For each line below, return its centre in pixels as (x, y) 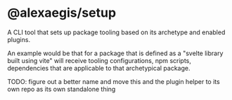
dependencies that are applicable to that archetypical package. (99, 68)
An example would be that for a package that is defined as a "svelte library (115, 53)
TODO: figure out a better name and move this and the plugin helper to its (114, 81)
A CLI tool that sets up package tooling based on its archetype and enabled (116, 32)
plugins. (19, 39)
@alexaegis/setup (62, 13)
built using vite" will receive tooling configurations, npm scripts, (99, 60)
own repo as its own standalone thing (62, 89)
